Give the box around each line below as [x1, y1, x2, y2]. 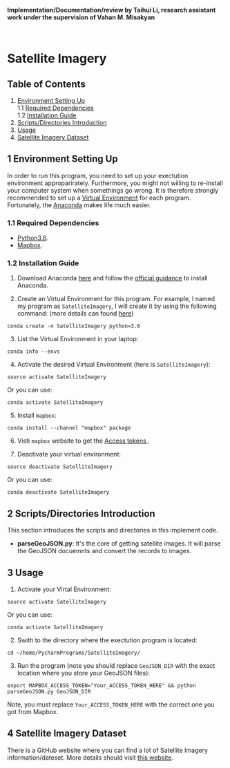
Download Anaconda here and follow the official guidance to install [17, 274, 208, 282]
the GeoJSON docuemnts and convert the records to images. [17, 547, 192, 555]
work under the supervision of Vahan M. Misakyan [7, 13, 155, 21]
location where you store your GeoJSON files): [17, 669, 151, 678]
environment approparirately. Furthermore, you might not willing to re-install [7, 179, 223, 187]
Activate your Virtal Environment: [17, 585, 112, 593]
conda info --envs [7, 348, 60, 355]
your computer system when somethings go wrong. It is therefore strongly [7, 186, 219, 194]
